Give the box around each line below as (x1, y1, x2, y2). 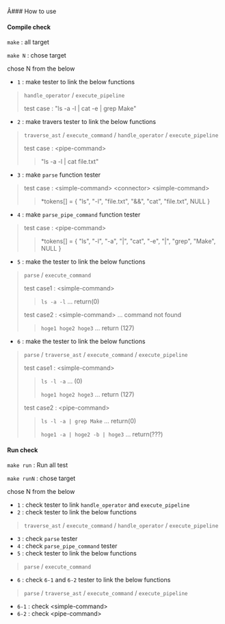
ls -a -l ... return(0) (40, 297, 100, 305)
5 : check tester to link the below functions (16, 549, 137, 558)
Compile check (7, 23, 51, 31)
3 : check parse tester (16, 535, 78, 543)
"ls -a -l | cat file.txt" (40, 158, 99, 166)
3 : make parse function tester (16, 171, 101, 179)
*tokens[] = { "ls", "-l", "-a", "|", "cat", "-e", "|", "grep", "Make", (40, 237, 216, 245)
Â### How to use (7, 8, 57, 15)
